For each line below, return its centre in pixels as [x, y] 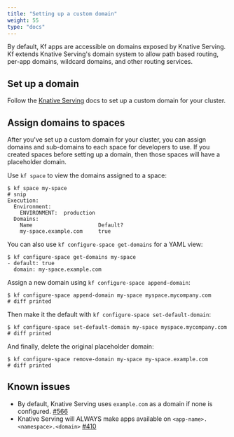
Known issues [39, 387]
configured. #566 [43, 411]
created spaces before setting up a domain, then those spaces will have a [114, 154]
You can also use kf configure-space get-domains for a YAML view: [105, 244]
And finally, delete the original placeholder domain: [81, 347]
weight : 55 [23, 20]
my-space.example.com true [66, 231]
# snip [17, 194]
